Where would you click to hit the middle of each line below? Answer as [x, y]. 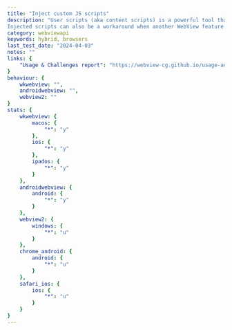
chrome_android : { [46, 252]
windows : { [48, 226]
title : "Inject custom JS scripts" [58, 13]
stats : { [20, 110]
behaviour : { [26, 78]
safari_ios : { [40, 284]
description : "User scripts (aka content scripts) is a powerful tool [111, 20]
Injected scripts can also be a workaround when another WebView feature [116, 26]
